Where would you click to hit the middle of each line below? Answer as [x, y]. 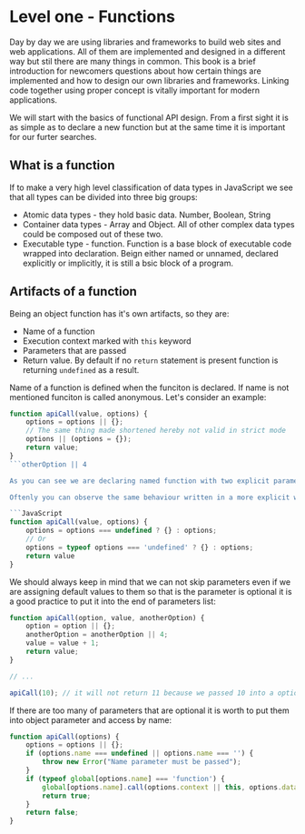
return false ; [52, 813]
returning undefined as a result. [81, 369]
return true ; [67, 796]
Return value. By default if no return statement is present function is [150, 360]
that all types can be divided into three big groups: [103, 196]
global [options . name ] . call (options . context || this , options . [162, 787]
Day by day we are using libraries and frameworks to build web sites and [145, 42]
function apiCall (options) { [64, 737]
